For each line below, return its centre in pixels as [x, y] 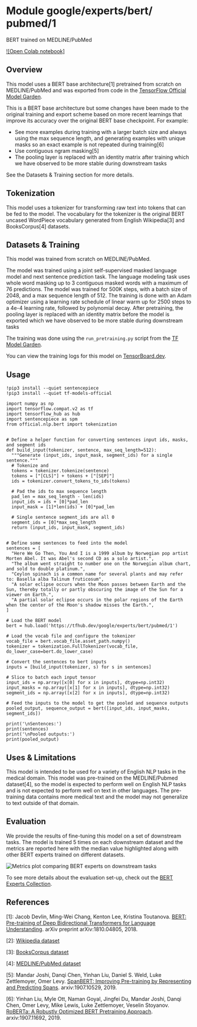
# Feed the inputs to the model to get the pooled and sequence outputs [97, 704]
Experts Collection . [29, 884]
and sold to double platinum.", [46, 569]
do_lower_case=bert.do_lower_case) [50, 652]
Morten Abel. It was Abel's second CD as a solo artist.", [80, 559]
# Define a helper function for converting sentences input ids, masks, [97, 440]
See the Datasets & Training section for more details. [70, 175]
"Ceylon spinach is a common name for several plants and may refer [97, 574]
